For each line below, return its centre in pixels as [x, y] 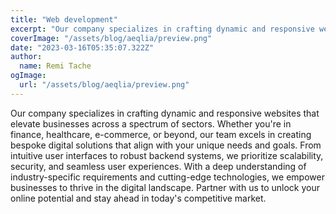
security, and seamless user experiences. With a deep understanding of [158, 166]
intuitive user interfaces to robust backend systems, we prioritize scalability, [167, 155]
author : [26, 57]
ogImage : [28, 76]
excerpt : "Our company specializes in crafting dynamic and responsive [162, 29]
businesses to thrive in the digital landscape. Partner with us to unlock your [165, 187]
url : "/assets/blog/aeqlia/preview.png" [104, 85]
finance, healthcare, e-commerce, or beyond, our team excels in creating [161, 134]
